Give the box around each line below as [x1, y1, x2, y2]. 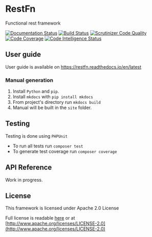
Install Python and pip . [12, 88, 59, 95]
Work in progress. [5, 177, 43, 183]
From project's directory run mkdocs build [12, 99, 101, 105]
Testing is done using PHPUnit [5, 133, 68, 139]
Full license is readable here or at [5, 215, 75, 221]
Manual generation [5, 76, 54, 83]
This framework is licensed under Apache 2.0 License [5, 205, 119, 211]
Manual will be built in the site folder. [12, 104, 92, 111]
